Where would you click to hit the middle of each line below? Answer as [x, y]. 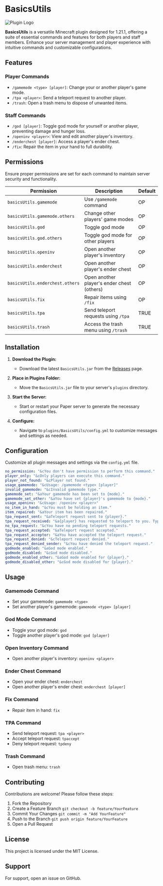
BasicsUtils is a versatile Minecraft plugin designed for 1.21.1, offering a [76, 32]
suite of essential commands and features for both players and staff [73, 37]
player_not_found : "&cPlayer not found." [48, 481]
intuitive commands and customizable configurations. [59, 47]
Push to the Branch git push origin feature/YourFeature [70, 819]
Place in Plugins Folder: [36, 378]
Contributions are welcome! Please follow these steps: [59, 794]
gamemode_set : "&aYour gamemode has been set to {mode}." [65, 494]
